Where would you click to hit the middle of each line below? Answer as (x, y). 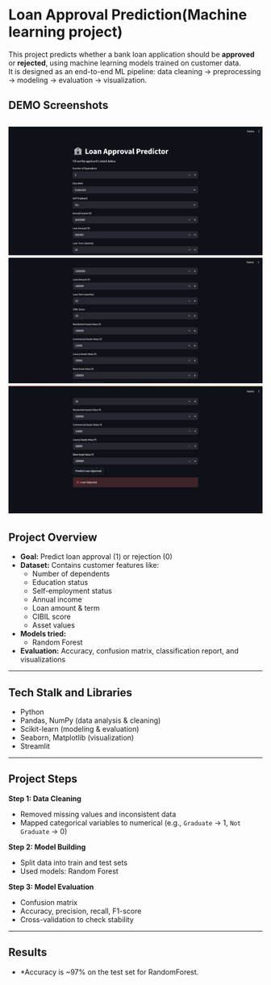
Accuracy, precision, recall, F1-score (81, 911)
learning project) (66, 32)
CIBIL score (51, 617)
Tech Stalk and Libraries (71, 693)
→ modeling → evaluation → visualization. (78, 80)
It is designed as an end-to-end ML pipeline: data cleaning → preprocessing (135, 71)
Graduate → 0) (44, 831)
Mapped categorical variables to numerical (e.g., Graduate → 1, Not (130, 822)
